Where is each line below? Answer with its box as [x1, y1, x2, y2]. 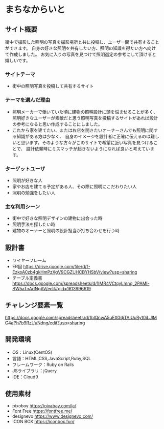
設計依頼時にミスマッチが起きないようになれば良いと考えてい [26, 146, 150, 152]
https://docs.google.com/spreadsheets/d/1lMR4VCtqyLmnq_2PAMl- [12, 280, 150, 286]
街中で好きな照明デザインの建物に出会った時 [12, 215, 103, 221]
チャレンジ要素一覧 [5, 301, 63, 309]
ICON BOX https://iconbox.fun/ [12, 419, 75, 425]
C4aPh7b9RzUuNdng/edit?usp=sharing [5, 320, 85, 326]
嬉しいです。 [5, 58, 31, 63]
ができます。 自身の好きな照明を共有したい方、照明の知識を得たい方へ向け [5, 45, 156, 51]
